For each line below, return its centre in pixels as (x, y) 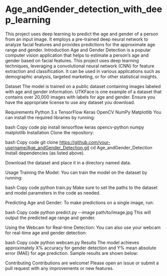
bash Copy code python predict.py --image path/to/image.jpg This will (78, 212)
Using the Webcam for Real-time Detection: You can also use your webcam (83, 227)
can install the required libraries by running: (50, 117)
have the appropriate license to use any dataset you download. (70, 102)
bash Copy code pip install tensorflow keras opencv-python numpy (75, 127)
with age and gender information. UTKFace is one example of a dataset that (83, 91)
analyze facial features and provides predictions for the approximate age (80, 44)
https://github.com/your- (85, 142)
